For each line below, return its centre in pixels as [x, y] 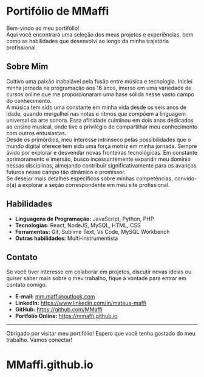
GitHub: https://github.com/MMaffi [59, 309]
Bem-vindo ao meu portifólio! [43, 28]
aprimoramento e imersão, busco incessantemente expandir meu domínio [99, 159]
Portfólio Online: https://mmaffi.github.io [66, 316]
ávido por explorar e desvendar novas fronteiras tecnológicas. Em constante [102, 152]
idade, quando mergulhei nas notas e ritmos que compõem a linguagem [96, 113]
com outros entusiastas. [36, 133]
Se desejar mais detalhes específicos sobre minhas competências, [90, 178]
